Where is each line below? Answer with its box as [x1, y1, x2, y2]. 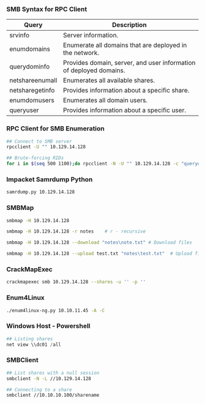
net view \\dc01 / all [6, 342, 62, 348]
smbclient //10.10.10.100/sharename [6, 392, 99, 398]
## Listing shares [6, 335, 53, 342]
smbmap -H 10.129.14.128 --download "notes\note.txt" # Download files [6, 239, 192, 246]
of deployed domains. [63, 66, 126, 75]
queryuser [9, 106, 40, 114]
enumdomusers [9, 96, 55, 105]
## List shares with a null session [6, 370, 99, 376]
